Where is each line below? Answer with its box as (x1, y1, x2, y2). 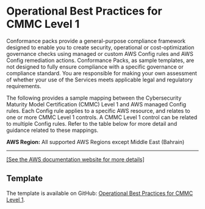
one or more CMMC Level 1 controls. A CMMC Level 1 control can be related (6, 114, 198, 121)
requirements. (6, 82, 41, 89)
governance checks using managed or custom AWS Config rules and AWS (6, 50, 193, 57)
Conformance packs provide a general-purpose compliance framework (6, 37, 186, 44)
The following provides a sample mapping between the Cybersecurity (6, 94, 182, 101)
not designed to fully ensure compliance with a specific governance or (6, 63, 184, 70)
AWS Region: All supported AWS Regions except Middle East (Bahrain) (6, 138, 185, 145)
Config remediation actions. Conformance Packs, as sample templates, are (6, 57, 195, 64)
